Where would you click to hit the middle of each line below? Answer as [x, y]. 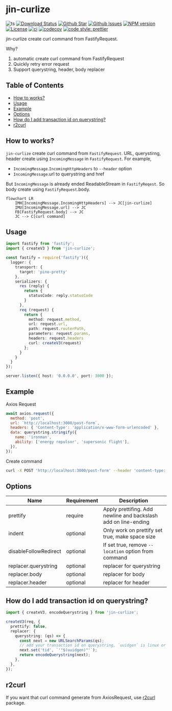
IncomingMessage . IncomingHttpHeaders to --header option [72, 168]
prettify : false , [29, 626]
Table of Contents [35, 85]
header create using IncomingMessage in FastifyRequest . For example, [79, 159]
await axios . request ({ [30, 413]
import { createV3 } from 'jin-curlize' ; [51, 248]
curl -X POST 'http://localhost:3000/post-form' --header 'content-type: [86, 470]
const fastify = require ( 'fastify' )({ [47, 258]
